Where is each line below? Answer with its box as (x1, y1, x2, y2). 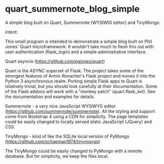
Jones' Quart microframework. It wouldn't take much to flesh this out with (5, 43, 154, 49)
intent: (5, 29, 18, 35)
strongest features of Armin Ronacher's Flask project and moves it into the (5, 73, 155, 79)
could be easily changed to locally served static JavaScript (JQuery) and (5, 119, 152, 124)
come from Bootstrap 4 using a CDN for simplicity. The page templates (5, 113, 148, 119)
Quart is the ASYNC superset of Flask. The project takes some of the (5, 67, 144, 74)
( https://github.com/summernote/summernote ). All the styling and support (5, 108, 155, 114)
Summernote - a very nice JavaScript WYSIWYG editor (5, 103, 116, 109)
